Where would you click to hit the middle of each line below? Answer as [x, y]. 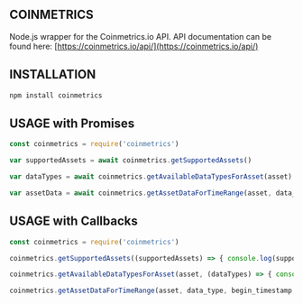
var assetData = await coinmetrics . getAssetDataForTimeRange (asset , [141, 193]
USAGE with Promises [72, 123]
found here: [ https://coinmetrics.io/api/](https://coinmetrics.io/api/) [134, 46]
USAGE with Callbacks [73, 221]
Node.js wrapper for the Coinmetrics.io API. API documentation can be [141, 36]
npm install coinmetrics [56, 95]
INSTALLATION [53, 74]
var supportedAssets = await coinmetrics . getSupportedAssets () [131, 161]
